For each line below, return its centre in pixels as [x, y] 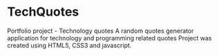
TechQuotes [43, 12]
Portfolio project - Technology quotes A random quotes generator [101, 31]
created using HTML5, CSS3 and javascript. [69, 45]
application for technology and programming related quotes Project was [109, 38]
